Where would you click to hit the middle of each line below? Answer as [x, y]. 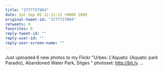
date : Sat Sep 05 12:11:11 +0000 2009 [46, 15]
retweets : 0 [18, 24]
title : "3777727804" [27, 10]
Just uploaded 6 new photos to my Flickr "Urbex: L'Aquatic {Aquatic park [82, 57]
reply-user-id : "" [25, 39]
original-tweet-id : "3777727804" [41, 19]
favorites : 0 [19, 29]
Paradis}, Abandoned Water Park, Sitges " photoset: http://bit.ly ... [74, 63]
